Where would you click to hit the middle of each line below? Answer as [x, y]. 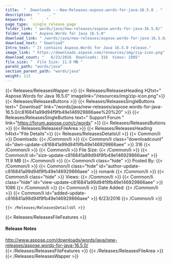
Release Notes [21, 228]
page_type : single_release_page [41, 24]
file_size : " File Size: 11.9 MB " [44, 62]
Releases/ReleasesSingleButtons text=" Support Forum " [65, 117]
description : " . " [31, 15]
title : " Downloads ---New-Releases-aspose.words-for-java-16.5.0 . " [84, 10]
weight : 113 [18, 76]
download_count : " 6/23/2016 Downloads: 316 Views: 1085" [73, 57]
